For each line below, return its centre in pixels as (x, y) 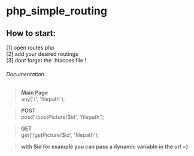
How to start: (31, 33)
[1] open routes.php (31, 47)
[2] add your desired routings (43, 54)
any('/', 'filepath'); (43, 99)
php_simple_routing (57, 11)
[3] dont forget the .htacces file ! (46, 60)
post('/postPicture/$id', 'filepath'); (63, 117)
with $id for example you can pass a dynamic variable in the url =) (104, 147)
